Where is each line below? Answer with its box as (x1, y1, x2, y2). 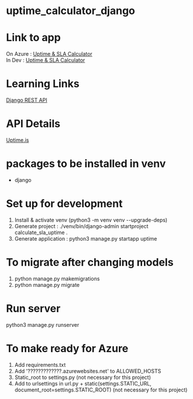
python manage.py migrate (14, 281, 80, 288)
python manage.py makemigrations (14, 275, 100, 282)
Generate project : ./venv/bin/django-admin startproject (14, 222, 149, 229)
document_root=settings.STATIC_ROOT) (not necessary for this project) (14, 386, 188, 393)
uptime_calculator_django (6, 4, 136, 18)
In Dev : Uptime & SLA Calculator (6, 57, 85, 64)
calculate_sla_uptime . (14, 229, 68, 236)
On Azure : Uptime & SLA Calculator (6, 50, 92, 58)
